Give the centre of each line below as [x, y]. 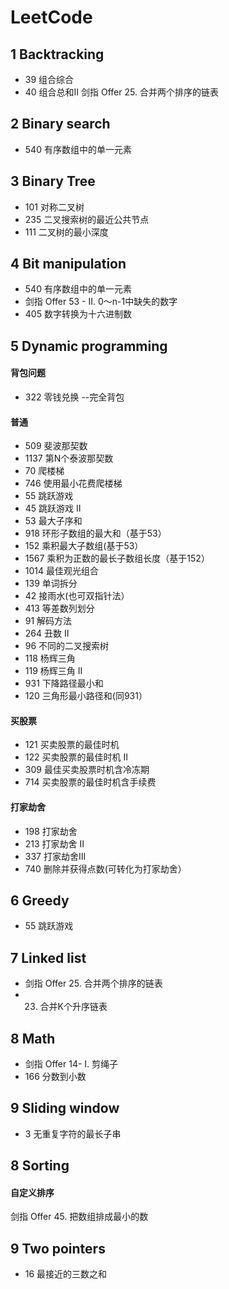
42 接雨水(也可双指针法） [77, 596]
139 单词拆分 [51, 583]
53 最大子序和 [53, 521]
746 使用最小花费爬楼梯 [73, 483]
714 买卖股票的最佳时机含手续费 [90, 782]
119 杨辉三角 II [53, 671]
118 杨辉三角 [50, 658]
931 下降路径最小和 [64, 683]
